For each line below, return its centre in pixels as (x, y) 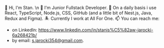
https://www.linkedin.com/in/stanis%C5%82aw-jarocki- (96, 30)
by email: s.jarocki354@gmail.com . (48, 40)
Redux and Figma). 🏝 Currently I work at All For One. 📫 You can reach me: (82, 18)
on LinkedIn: (25, 30)
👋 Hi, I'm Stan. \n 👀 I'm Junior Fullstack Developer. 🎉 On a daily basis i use (81, 8)
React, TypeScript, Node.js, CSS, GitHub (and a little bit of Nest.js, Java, (79, 13)
